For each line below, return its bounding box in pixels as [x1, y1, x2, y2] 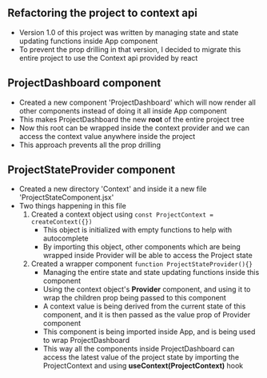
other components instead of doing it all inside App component [18, 105, 227, 115]
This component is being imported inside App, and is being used [42, 327, 256, 336]
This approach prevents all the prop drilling [18, 140, 161, 149]
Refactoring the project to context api [7, 6, 197, 20]
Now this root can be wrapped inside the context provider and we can [18, 123, 249, 133]
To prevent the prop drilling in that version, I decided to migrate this [18, 44, 241, 54]
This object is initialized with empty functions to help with [42, 225, 233, 235]
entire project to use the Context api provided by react [18, 53, 198, 62]
